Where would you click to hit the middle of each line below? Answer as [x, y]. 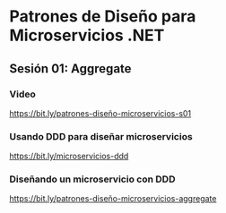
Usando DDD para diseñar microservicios [101, 136]
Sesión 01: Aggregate [70, 68]
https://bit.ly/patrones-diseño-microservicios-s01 [100, 113]
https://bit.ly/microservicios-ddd [69, 156]
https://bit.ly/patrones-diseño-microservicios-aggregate [113, 199]
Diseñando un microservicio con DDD [92, 179]
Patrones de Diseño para [103, 17]
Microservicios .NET [87, 35]
